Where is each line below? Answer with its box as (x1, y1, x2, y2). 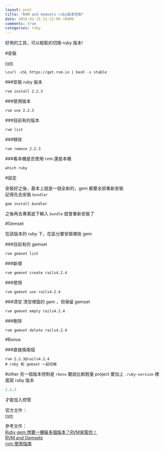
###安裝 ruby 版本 (5, 79, 43, 85)
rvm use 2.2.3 (5, 108, 35, 113)
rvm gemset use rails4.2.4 (5, 290, 61, 295)
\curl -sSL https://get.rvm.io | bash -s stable (5, 70, 107, 75)
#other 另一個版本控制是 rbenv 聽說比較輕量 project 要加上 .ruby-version (5, 371, 154, 377)
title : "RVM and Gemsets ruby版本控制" (5, 12, 84, 17)
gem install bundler (5, 201, 48, 207)
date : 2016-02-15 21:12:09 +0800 (5, 16, 74, 21)
